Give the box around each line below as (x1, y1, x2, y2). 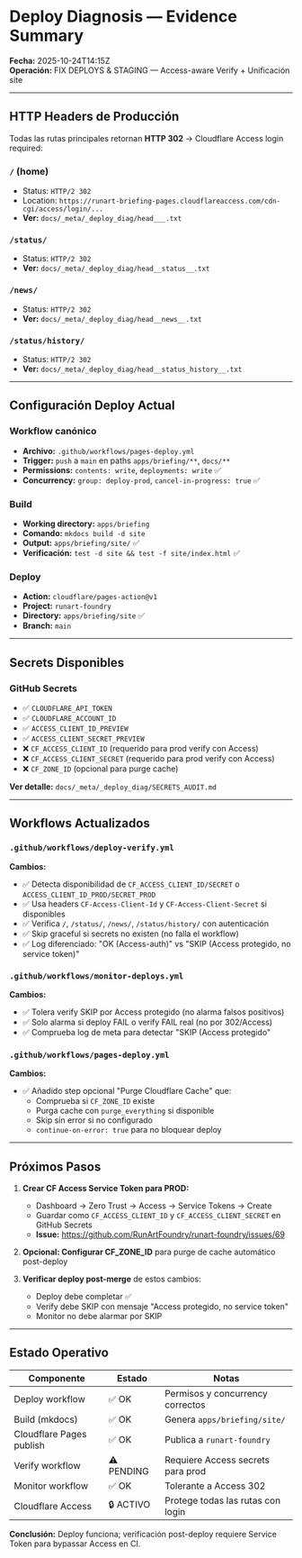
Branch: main (22, 620, 72, 632)
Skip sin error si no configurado (35, 1115, 153, 1125)
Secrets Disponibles (9, 655, 125, 670)
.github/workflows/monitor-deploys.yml (9, 970, 184, 981)
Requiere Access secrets (164, 1453, 271, 1466)
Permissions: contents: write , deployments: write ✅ (22, 464, 222, 475)
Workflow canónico (9, 425, 97, 438)
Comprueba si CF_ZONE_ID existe (35, 1096, 155, 1107)
